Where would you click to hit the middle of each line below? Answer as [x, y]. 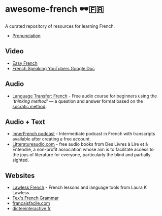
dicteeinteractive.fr [32, 209]
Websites [20, 175]
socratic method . [29, 106]
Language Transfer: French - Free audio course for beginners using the [84, 96]
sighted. [20, 160]
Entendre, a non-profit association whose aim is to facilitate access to [83, 150]
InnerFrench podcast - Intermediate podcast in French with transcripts [83, 134]
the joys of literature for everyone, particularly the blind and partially [81, 155]
